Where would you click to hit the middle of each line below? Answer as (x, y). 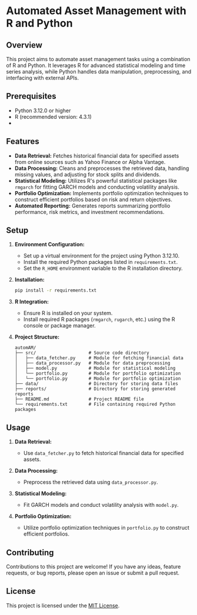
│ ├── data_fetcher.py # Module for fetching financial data (99, 358)
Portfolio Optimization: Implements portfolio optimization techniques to (101, 193)
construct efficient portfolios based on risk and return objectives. (93, 199)
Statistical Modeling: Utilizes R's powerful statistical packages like (96, 181)
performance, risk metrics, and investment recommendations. (89, 212)
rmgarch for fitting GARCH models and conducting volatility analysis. (97, 187)
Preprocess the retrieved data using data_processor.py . (91, 482)
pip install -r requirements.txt (56, 290)
